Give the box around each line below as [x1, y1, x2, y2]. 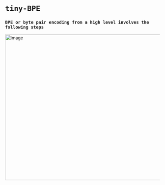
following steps [5, 24, 44, 30]
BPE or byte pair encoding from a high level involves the [5, 20, 149, 25]
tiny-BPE [5, 4, 41, 13]
